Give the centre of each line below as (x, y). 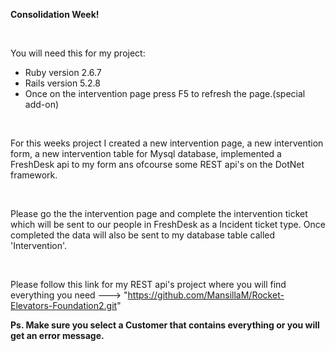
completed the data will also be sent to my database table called (143, 235)
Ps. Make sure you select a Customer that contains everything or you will (165, 325)
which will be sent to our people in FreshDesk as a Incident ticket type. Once (168, 224)
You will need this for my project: (78, 53)
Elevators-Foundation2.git (64, 305)
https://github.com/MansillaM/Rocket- (206, 295)
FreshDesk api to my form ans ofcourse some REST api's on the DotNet (157, 164)
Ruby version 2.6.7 (63, 72)
